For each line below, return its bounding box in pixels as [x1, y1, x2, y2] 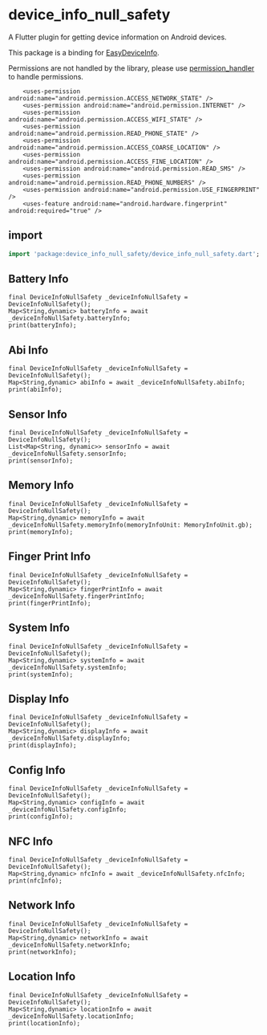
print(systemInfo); [8, 670, 74, 678]
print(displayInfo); [8, 741, 78, 750]
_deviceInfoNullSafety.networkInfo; [8, 941, 131, 949]
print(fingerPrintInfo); [8, 599, 91, 607]
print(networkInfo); [8, 947, 78, 956]
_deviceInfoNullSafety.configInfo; [8, 805, 127, 814]
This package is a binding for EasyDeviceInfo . [8, 47, 160, 57]
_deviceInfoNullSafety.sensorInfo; [8, 450, 127, 458]
